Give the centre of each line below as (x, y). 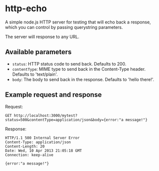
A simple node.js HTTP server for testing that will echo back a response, (78, 22)
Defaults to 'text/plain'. (35, 74)
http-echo (26, 9)
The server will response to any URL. (42, 37)
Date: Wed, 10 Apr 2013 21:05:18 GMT (44, 150)
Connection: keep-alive (29, 155)
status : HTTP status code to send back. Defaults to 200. (69, 64)
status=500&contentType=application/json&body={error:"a (64, 120)
